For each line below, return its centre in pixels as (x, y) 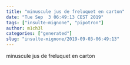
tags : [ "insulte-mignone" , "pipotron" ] (55, 22)
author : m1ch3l (25, 28)
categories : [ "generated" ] (39, 34)
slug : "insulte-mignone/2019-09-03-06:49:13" (63, 39)
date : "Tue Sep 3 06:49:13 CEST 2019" (55, 17)
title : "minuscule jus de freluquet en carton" (66, 12)
